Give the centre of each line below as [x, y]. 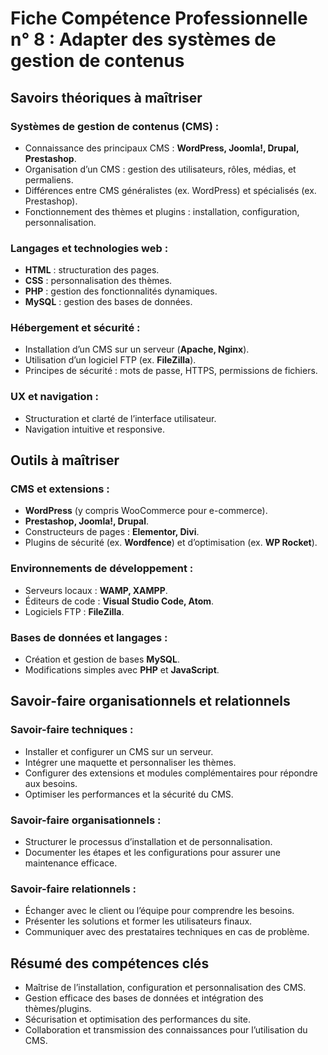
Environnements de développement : [102, 569]
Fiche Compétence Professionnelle [159, 18]
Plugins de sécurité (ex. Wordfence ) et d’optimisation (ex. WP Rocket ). [171, 543]
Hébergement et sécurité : [75, 328]
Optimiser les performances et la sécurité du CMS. [129, 794]
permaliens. [49, 179]
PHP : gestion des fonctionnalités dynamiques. [121, 291]
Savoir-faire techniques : [72, 730]
